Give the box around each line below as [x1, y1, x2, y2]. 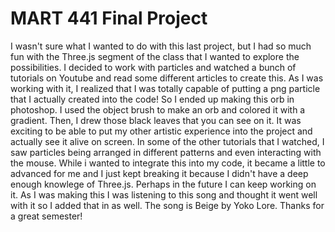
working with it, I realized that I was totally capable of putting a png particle [10, 82, 321, 94]
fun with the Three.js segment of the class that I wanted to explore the [10, 50, 300, 62]
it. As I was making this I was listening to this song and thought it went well [10, 188, 318, 201]
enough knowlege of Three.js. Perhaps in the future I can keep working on [10, 178, 317, 190]
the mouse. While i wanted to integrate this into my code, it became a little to [10, 157, 326, 169]
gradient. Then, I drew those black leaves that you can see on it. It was [10, 114, 302, 126]
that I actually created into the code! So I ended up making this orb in [10, 93, 295, 105]
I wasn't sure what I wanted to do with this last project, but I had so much [10, 40, 312, 52]
